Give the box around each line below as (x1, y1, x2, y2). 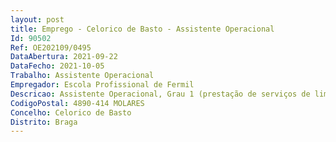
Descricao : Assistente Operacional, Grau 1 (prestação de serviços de (10, 89, 311, 99)
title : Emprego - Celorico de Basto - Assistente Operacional (10, 24, 275, 34)
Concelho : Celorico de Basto (10, 107, 132, 118)
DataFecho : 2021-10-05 (10, 61, 105, 71)
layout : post (10, 14, 65, 25)
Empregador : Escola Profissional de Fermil (10, 80, 195, 90)
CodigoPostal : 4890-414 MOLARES (10, 98, 145, 108)
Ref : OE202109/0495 (10, 42, 92, 53)
